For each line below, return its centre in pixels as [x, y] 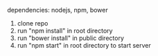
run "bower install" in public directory [71, 38]
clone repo [33, 23]
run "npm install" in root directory [65, 31]
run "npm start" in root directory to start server [84, 45]
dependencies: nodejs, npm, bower [58, 10]
